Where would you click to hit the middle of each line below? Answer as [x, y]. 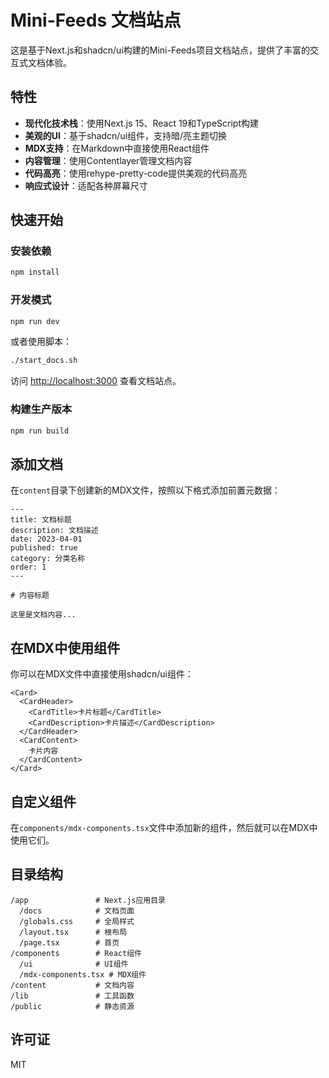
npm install [35, 272]
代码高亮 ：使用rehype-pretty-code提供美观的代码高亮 [136, 173]
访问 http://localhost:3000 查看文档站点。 [96, 381]
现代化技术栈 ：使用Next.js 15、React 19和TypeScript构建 [141, 123]
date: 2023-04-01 [46, 539]
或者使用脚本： [41, 342]
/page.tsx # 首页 [69, 942]
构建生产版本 [41, 409]
